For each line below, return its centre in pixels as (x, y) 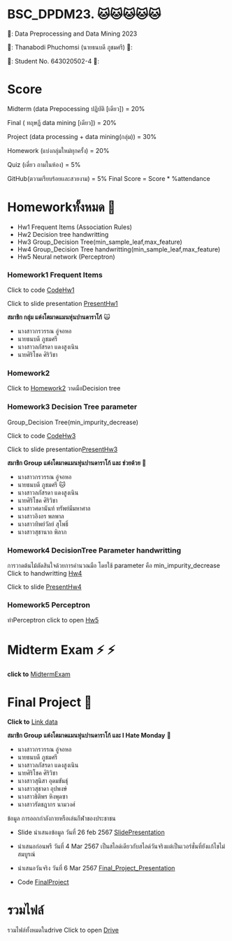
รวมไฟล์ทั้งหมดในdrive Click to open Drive (63, 930)
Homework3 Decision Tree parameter (72, 407)
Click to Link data (32, 722)
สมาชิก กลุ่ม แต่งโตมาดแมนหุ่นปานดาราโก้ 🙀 (59, 317)
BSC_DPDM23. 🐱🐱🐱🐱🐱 (84, 14)
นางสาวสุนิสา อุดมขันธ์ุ (43, 781)
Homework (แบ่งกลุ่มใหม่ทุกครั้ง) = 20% (58, 150)
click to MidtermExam (39, 674)
